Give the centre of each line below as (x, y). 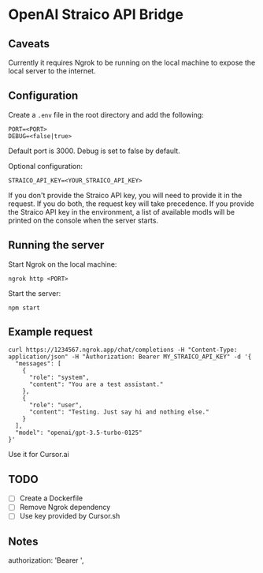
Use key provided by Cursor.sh (70, 516)
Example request (50, 332)
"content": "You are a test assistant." (96, 384)
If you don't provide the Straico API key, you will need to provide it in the (125, 195)
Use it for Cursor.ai (39, 455)
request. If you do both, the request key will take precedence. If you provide (131, 204)
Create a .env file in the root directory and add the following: (106, 114)
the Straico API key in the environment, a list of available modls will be (122, 212)
